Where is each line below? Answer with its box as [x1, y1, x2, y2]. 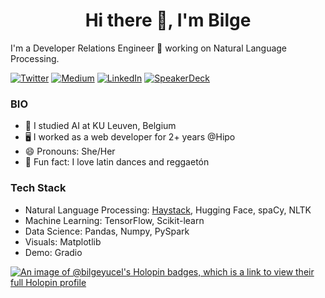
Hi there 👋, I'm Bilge [84, 9, 252, 32]
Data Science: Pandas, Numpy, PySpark [24, 225, 190, 237]
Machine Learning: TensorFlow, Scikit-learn [24, 214, 205, 226]
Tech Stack [10, 181, 67, 195]
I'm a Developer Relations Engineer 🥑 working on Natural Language [10, 42, 288, 54]
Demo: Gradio [24, 246, 83, 258]
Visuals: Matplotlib [24, 235, 102, 248]
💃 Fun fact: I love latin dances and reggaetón [24, 156, 210, 168]
